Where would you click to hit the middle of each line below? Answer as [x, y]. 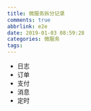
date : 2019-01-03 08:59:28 [46, 33]
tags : [15, 46]
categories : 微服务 [33, 39]
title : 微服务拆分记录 [36, 13]
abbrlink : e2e [28, 26]
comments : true [29, 20]
